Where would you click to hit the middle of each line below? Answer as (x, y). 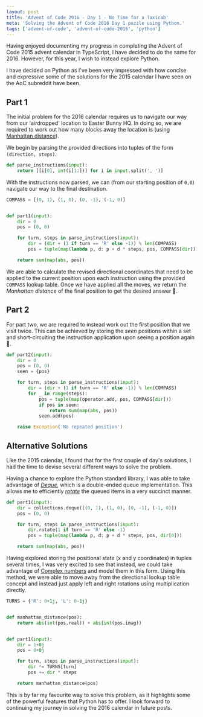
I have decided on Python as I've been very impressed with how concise (96, 71)
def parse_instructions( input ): (47, 165)
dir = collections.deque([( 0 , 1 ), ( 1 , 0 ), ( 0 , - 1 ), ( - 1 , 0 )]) (97, 508)
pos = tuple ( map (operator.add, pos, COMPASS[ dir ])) (105, 399)
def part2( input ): (29, 355)
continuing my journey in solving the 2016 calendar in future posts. (89, 707)
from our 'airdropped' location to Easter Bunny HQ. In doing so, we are (94, 123)
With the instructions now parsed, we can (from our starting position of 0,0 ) (100, 182)
